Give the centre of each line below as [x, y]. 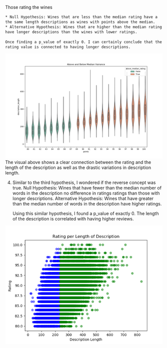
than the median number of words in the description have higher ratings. [87, 203]
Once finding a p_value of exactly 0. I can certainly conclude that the [84, 42]
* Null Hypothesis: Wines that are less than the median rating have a [81, 17]
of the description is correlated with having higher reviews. [73, 218]
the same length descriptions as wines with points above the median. [80, 22]
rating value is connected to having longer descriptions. [68, 47]
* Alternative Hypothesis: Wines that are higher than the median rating [84, 27]
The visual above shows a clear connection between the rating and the [78, 162]
